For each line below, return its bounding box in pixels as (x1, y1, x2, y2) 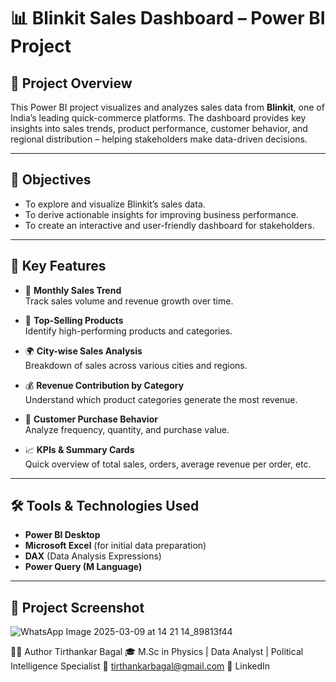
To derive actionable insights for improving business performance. (24, 208, 299, 220)
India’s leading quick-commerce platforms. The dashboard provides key (10, 112, 307, 124)
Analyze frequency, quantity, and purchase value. (24, 423, 230, 435)
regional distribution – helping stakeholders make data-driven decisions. (10, 133, 308, 145)
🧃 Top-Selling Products (24, 314, 124, 326)
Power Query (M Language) (24, 561, 143, 573)
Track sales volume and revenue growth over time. (24, 295, 234, 307)
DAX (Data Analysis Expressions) (24, 550, 162, 562)
